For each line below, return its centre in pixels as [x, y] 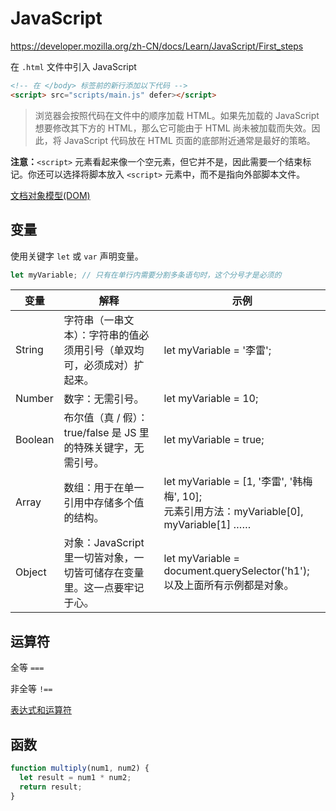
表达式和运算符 [41, 710]
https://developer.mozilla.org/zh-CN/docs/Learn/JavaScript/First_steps [157, 46]
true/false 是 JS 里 [106, 433]
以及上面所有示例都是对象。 [229, 585]
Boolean [35, 440]
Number [34, 399]
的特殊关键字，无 [104, 448]
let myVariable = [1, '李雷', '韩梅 [238, 482]
